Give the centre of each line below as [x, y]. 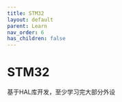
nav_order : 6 [26, 32]
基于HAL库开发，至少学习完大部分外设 [61, 92]
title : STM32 [26, 13]
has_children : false [37, 39]
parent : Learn [27, 26]
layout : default [30, 20]
